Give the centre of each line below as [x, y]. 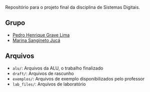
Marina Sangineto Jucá [36, 40]
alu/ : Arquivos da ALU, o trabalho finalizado [58, 68]
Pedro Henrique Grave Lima [41, 35]
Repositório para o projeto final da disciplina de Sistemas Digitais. [72, 7]
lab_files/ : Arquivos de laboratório [49, 84]
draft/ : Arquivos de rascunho [43, 73]
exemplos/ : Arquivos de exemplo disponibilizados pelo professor [78, 78]
